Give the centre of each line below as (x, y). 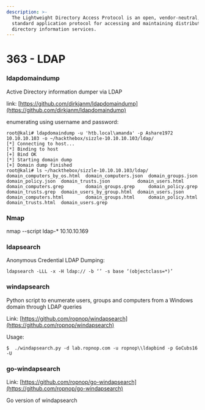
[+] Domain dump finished (39, 165)
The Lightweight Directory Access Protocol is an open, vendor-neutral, (106, 18)
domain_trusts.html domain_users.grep (57, 202)
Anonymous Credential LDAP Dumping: (56, 260)
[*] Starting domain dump (39, 159)
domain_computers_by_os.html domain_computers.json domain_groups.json (102, 176)
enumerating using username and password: (63, 122)
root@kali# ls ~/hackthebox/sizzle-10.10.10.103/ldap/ (77, 170)
